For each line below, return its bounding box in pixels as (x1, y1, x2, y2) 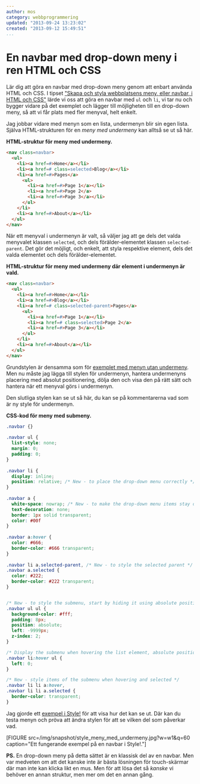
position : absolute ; (11, 622, 62, 629)
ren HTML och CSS (6, 64, 101, 77)
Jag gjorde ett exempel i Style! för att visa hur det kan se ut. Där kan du (6, 710, 181, 717)
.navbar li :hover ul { (6, 655, 62, 661)
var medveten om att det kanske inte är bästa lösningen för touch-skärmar (6, 758, 189, 766)
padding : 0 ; (11, 451, 42, 458)
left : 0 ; (11, 661, 33, 667)
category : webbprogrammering (6, 14, 79, 20)
